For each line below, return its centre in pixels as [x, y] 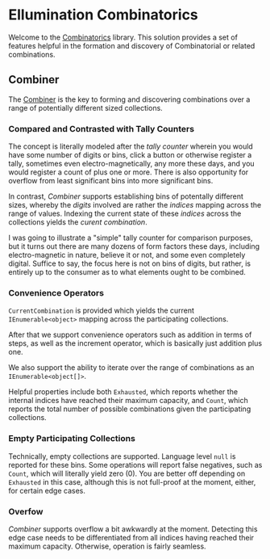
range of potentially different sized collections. [85, 107]
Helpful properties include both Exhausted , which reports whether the [123, 392]
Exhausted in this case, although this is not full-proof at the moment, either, [132, 481]
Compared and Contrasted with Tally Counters [102, 128]
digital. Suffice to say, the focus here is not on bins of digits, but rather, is [130, 263]
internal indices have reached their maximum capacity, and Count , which [128, 401]
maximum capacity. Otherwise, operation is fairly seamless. [108, 546]
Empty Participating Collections [72, 439]
